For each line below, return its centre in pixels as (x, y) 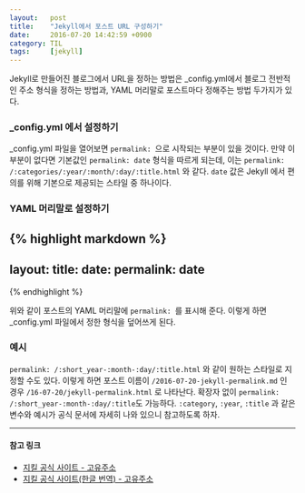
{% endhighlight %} (46, 291)
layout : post (38, 18)
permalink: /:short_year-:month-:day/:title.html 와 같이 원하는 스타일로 (146, 368)
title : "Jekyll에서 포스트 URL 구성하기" (86, 26)
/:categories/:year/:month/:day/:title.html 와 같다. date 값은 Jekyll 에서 (148, 171)
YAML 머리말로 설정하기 (59, 208)
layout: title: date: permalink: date (107, 270)
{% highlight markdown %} (88, 239)
